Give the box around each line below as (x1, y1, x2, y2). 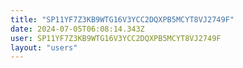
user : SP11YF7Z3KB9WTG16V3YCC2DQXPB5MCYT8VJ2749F (10, 33, 222, 43)
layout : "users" (10, 42, 78, 53)
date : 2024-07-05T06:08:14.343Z (10, 24, 145, 34)
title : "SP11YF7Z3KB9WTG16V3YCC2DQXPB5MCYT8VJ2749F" (10, 14, 235, 25)
